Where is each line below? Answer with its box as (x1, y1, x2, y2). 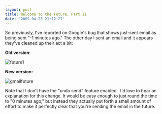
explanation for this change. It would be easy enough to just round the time (5, 93, 158, 99)
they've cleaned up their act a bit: (5, 40, 73, 46)
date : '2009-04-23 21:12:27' (5, 16, 65, 21)
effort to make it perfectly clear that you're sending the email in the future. (5, 104, 156, 110)
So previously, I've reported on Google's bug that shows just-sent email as (5, 30, 157, 36)
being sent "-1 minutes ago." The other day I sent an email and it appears (5, 35, 153, 41)
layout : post (5, 7, 32, 12)
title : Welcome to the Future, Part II (5, 12, 87, 17)
